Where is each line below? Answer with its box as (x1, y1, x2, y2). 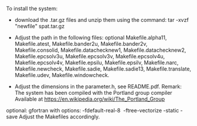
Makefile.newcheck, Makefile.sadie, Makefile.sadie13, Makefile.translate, (14, 65, 192, 72)
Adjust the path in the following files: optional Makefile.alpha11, (14, 34, 167, 41)
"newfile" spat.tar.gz (14, 23, 65, 29)
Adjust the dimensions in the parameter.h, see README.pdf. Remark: (14, 83, 182, 90)
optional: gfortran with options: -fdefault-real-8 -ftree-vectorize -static (6, 107, 179, 114)
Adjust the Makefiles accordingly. (18, 113, 100, 120)
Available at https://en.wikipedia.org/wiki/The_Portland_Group (14, 95, 165, 102)
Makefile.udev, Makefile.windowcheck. (14, 72, 110, 78)
